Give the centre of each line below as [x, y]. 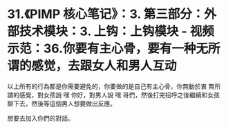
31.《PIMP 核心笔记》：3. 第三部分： [106, 14]
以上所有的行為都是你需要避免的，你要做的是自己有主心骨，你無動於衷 [107, 86]
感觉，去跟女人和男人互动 [104, 66]
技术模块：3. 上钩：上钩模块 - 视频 [117, 31]
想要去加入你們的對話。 [40, 118]
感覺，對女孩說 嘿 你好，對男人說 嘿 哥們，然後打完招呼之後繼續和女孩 [119, 95]
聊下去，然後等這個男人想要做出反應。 [61, 103]
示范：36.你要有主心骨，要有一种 [102, 49]
